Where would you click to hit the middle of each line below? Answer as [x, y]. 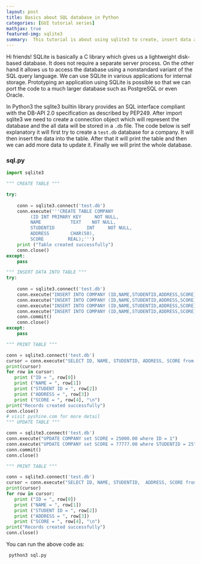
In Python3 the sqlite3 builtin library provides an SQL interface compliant [96, 106]
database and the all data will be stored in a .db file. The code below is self [98, 126]
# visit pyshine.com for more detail [53, 417]
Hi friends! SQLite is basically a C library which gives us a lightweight [91, 57]
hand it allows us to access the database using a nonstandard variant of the [99, 69]
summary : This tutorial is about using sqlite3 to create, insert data [99, 40]
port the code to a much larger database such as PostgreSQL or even [92, 88]
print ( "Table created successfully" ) [65, 244]
